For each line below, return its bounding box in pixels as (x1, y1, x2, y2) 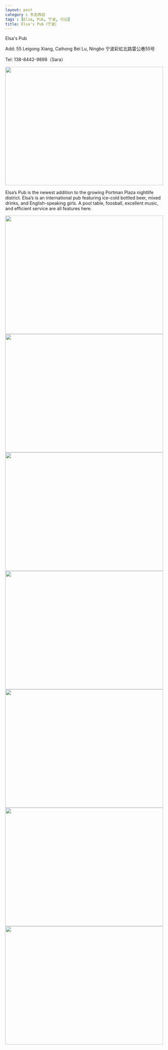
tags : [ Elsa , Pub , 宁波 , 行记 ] (5, 17, 71, 22)
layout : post (5, 7, 33, 13)
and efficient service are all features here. (5, 206, 92, 212)
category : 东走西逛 (5, 12, 45, 17)
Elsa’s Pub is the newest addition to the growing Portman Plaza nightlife (5, 189, 154, 196)
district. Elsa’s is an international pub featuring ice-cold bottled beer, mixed (5, 195, 161, 201)
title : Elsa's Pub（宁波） (5, 21, 59, 27)
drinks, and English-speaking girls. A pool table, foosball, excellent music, (5, 200, 159, 206)
